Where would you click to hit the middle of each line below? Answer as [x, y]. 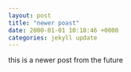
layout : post [30, 15]
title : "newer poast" [44, 23]
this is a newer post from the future [66, 60]
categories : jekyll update [53, 38]
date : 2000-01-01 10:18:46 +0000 [64, 30]
